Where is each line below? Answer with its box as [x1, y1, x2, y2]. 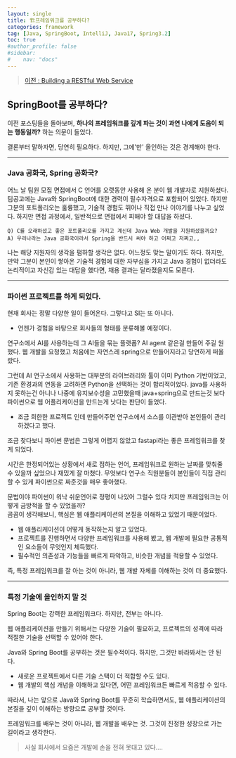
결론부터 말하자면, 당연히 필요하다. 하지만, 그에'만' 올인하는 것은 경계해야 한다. [7, 142, 221, 151]
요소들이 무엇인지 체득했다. [25, 543, 99, 551]
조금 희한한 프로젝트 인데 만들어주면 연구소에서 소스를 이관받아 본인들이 [17, 413, 213, 421]
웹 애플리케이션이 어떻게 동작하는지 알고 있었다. [17, 525, 147, 534]
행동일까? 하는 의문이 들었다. [14, 127, 93, 136]
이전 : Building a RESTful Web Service [24, 76, 133, 84]
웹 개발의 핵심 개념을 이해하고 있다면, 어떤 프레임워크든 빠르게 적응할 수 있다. [17, 681, 228, 689]
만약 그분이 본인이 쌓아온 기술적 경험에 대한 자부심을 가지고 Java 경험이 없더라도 [7, 257, 227, 265]
